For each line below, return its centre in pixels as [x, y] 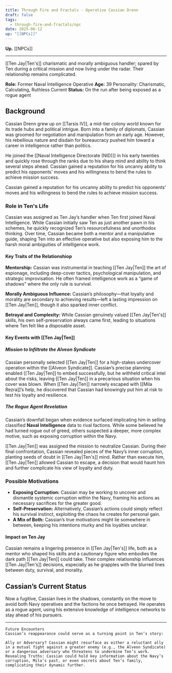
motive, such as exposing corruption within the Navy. [61, 436]
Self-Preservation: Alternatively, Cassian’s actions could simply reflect [88, 509]
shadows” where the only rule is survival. [49, 284]
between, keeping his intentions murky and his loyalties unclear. [80, 525]
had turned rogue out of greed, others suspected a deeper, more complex [83, 431]
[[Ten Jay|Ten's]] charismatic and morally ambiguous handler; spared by [82, 63]
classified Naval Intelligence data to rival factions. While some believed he [84, 425]
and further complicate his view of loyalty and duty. [60, 468]
